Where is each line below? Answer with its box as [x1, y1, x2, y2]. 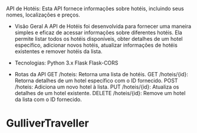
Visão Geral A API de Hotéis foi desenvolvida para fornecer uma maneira [14, 23, 192, 30]
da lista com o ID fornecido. [14, 96, 82, 103]
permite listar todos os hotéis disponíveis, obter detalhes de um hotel [14, 35, 183, 42]
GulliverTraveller [6, 116, 90, 130]
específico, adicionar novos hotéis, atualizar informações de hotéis [14, 41, 178, 48]
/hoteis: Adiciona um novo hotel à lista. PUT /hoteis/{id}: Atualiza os [14, 83, 179, 90]
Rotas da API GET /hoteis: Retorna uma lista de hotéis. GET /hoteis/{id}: [14, 71, 189, 77]
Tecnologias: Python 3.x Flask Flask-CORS [14, 59, 119, 66]
